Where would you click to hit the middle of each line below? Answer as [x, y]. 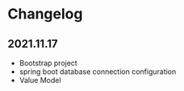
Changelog [45, 14]
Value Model [40, 80]
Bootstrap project [48, 63]
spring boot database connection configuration [98, 72]
